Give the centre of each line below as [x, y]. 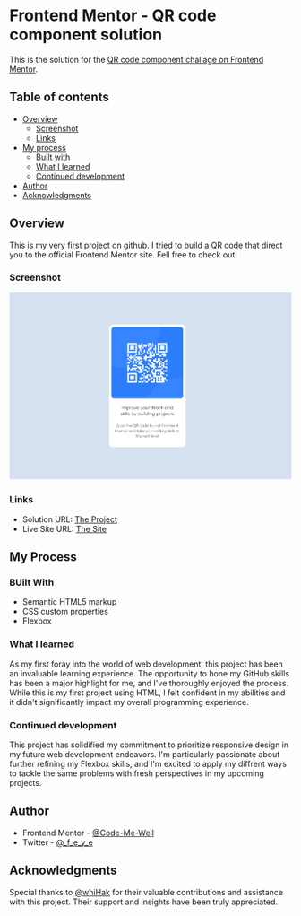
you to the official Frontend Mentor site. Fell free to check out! [123, 254]
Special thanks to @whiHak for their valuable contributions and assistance [146, 892]
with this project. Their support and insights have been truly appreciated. [144, 902]
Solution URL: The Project [70, 519]
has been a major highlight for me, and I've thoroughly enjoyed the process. [149, 683]
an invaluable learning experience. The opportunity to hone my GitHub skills [149, 673]
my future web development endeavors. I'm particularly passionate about [145, 754]
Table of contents [59, 97]
